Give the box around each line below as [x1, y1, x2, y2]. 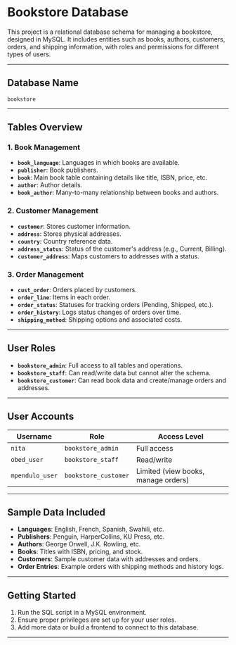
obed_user [11, 456, 44, 463]
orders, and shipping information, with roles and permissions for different [7, 42, 219, 51]
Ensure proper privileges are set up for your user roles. [17, 615, 177, 624]
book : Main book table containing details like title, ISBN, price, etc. [17, 173, 208, 182]
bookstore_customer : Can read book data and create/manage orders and [17, 376, 227, 384]
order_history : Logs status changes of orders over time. [17, 308, 181, 317]
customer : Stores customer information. [17, 222, 131, 230]
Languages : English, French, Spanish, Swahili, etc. [17, 525, 164, 534]
